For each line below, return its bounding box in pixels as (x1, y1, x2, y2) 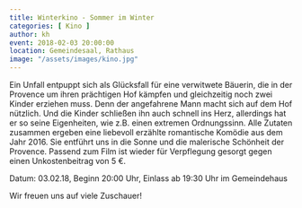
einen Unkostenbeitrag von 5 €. (9, 156, 127, 166)
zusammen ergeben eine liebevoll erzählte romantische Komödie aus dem (9, 127, 283, 137)
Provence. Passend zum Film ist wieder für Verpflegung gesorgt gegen (9, 146, 272, 157)
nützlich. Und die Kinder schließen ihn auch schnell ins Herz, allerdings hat (9, 108, 287, 118)
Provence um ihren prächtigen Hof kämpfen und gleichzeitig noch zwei (9, 89, 272, 100)
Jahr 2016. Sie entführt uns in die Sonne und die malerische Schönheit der (9, 136, 285, 147)
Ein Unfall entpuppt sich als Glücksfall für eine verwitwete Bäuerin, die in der (9, 80, 293, 90)
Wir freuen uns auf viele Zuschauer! (9, 190, 142, 201)
